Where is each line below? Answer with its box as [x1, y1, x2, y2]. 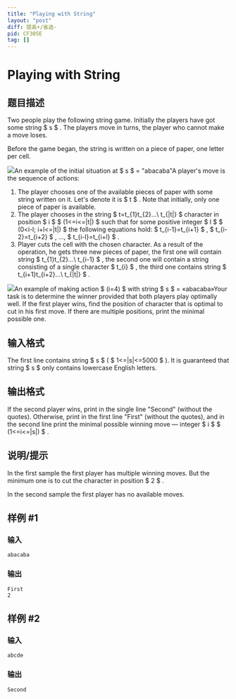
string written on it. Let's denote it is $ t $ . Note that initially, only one [17, 195, 220, 204]
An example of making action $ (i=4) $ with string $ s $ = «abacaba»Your [14, 285, 228, 293]
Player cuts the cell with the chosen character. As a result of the [17, 241, 204, 249]
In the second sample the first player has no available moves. [7, 490, 185, 498]
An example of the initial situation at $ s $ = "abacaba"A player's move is [14, 166, 225, 175]
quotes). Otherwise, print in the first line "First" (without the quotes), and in [7, 412, 225, 420]
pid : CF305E [7, 30, 42, 37]
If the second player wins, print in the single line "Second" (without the [7, 405, 213, 413]
